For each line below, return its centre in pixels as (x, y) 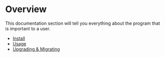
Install (19, 38)
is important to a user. (28, 28)
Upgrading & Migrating (36, 49)
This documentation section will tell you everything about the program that (83, 23)
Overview (26, 9)
